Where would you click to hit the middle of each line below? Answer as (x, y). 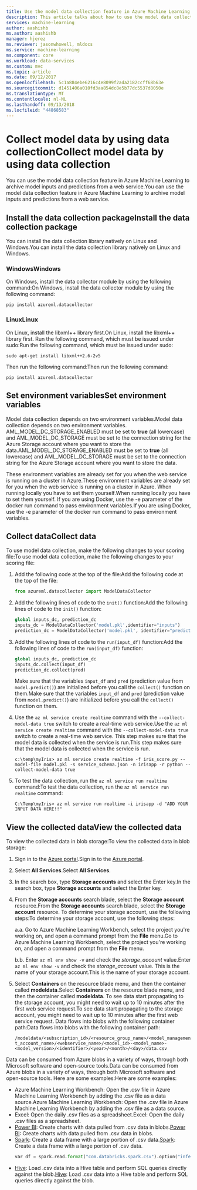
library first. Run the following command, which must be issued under (90, 338)
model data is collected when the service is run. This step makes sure (98, 743)
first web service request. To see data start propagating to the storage (98, 1009)
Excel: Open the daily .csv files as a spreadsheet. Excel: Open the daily (99, 1115)
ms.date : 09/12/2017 (31, 77)
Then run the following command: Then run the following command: (87, 367)
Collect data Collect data (51, 536)
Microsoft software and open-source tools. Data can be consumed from (92, 1066)
